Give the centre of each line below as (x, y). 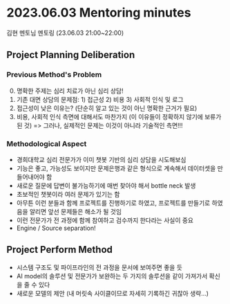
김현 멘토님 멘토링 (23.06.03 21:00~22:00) (65, 33)
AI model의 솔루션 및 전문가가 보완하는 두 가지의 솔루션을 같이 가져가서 (112, 276)
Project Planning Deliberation (71, 55)
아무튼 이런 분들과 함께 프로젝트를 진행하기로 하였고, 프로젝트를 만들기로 (113, 203)
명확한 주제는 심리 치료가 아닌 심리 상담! (70, 91)
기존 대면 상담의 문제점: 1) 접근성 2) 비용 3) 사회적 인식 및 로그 (100, 99)
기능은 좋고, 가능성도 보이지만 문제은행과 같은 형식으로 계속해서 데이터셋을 (116, 168)
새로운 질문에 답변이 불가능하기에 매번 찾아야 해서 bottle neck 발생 (106, 186)
